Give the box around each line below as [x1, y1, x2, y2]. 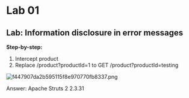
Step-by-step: [6, 43, 43, 51]
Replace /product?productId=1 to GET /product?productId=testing [14, 61, 179, 69]
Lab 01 [6, 4, 40, 17]
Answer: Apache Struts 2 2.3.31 [6, 85, 84, 92]
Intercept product [14, 55, 59, 62]
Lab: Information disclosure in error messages [6, 28, 184, 38]
